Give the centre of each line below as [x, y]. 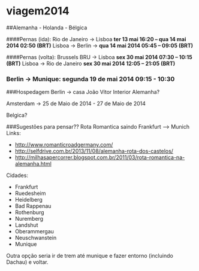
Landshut [26, 225]
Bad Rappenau [33, 206]
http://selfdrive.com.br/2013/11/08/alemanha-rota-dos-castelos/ [94, 151]
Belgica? [17, 115]
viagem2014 [38, 11]
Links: [13, 133]
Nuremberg [29, 219]
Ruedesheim [30, 193]
